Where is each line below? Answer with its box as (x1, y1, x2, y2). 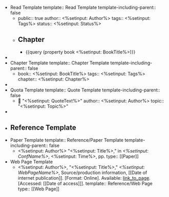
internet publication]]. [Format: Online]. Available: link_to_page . (17, 175, 151, 181)
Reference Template (10, 124, 76, 132)
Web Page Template (10, 158, 53, 165)
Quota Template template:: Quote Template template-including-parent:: (10, 87, 160, 93)
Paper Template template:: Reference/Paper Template (10, 137, 124, 143)
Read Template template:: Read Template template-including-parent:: (10, 5, 156, 10)
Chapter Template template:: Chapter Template (10, 60, 110, 66)
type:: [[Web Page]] (17, 186, 60, 192)
